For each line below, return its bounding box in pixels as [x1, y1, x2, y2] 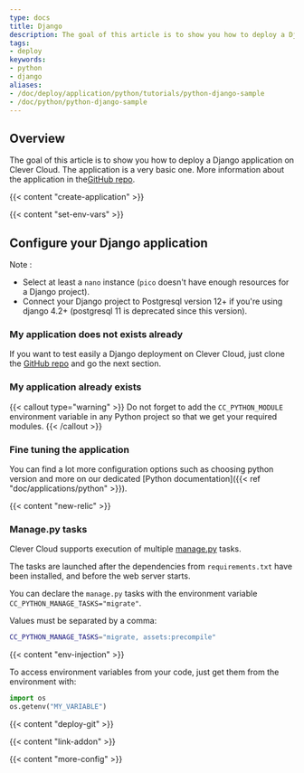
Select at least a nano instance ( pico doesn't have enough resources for [22, 277, 290, 288]
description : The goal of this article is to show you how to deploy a [9, 30, 285, 39]
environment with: [9, 676, 77, 687]
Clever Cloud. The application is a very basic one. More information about [9, 165, 285, 175]
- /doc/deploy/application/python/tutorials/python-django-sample [9, 89, 265, 98]
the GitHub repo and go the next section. [9, 358, 161, 369]
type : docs [9, 13, 51, 23]
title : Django [9, 22, 63, 31]
